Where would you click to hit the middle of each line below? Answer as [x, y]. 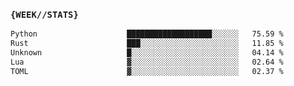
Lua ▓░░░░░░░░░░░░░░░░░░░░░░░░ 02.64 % [147, 62]
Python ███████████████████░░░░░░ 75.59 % [147, 34]
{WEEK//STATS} [44, 14]
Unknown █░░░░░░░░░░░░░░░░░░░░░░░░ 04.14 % [147, 53]
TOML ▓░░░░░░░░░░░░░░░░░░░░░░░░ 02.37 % [147, 71]
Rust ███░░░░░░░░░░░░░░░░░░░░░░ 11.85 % [147, 44]
